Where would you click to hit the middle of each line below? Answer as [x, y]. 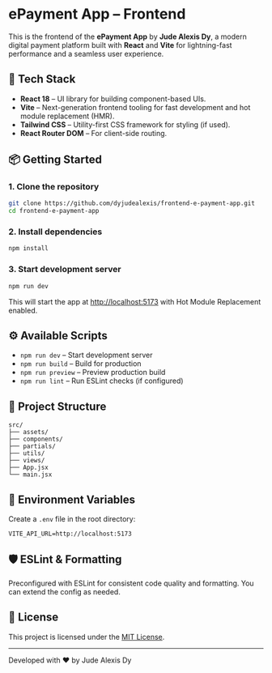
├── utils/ [27, 454]
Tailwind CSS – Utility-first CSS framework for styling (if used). [125, 124]
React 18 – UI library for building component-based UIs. [113, 99]
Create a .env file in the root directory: [72, 518]
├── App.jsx [28, 468]
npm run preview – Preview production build [93, 373]
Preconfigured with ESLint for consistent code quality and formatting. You [131, 583]
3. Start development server [65, 270]
